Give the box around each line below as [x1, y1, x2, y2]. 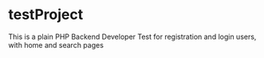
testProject [8, 6, 84, 24]
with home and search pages [8, 40, 104, 49]
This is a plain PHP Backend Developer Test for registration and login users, [8, 32, 257, 41]
